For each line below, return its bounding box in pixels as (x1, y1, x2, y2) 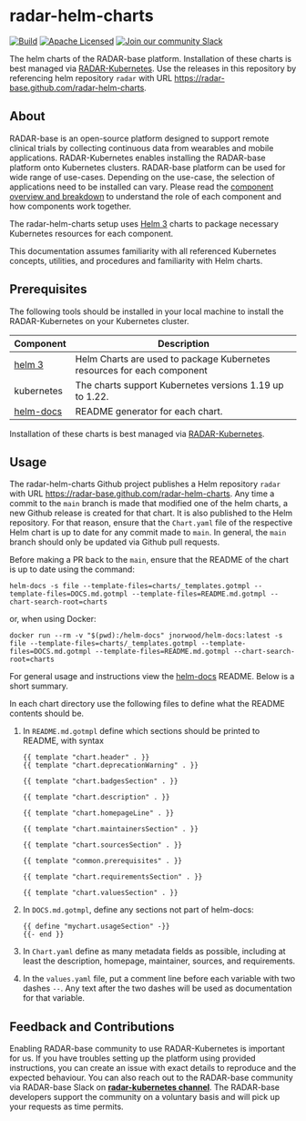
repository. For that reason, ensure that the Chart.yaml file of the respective (9, 517, 293, 528)
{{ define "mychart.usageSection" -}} (22, 922, 170, 932)
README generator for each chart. (75, 404, 223, 417)
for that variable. (22, 993, 85, 1004)
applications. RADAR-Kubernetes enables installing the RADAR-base (9, 152, 266, 163)
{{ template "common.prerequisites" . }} (22, 857, 182, 866)
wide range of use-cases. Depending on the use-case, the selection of (9, 171, 275, 182)
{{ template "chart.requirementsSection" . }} (22, 872, 203, 882)
